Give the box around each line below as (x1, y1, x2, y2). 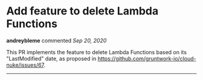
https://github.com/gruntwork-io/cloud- (97, 55, 196, 62)
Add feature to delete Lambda (6, 4, 159, 18)
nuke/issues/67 (6, 61, 44, 69)
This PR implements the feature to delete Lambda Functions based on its (6, 48, 187, 55)
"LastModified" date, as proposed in (6, 55, 97, 62)
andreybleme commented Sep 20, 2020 (6, 37, 107, 44)
